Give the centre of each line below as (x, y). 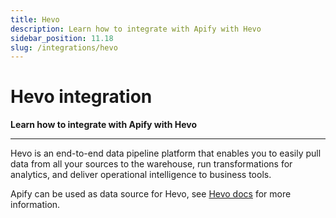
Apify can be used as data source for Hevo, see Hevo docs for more (151, 194)
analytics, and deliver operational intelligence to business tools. (141, 175)
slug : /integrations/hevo (64, 47)
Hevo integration (81, 97)
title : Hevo (35, 19)
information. (35, 205)
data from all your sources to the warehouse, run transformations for (151, 164)
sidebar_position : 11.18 (62, 38)
